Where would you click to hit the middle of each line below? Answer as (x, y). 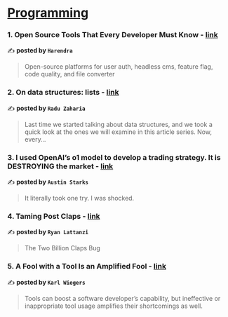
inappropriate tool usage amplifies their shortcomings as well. (114, 306)
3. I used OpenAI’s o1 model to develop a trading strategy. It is (114, 157)
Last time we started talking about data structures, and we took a (118, 124)
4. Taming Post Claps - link (54, 216)
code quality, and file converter (69, 74)
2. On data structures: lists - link (63, 93)
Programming (48, 13)
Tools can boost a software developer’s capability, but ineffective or (122, 298)
